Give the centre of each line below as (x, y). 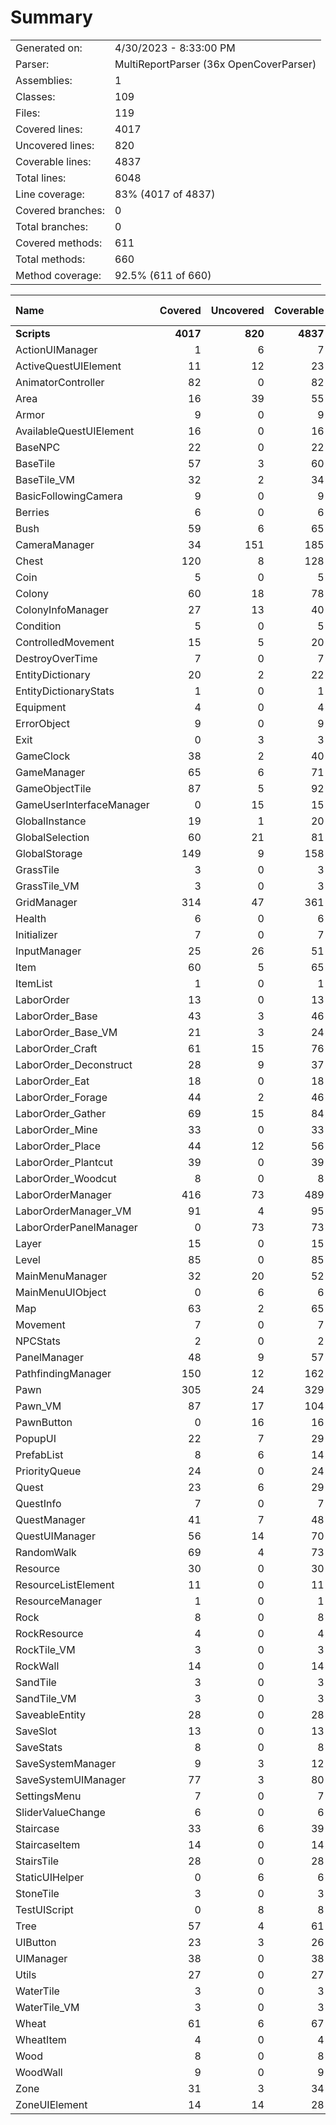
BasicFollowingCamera (69, 496)
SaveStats (39, 1747)
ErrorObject (42, 723)
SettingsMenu (48, 1796)
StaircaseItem (48, 1844)
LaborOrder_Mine (56, 1129)
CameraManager (55, 544)
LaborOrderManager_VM (73, 1211)
